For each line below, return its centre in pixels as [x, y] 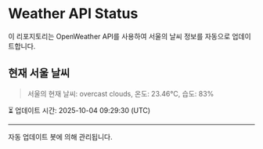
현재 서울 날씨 [39, 73]
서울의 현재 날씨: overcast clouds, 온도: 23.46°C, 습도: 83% [121, 93]
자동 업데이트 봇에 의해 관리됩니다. [60, 136]
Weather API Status [73, 14]
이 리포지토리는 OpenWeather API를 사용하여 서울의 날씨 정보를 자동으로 [119, 36]
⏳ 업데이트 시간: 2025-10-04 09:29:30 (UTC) [79, 110]
